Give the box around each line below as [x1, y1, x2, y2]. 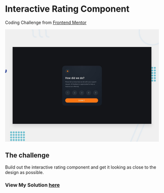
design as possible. [5, 169, 44, 175]
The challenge [5, 151, 50, 159]
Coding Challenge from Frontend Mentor [5, 19, 87, 25]
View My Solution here [5, 181, 60, 188]
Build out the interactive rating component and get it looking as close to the [5, 164, 156, 170]
